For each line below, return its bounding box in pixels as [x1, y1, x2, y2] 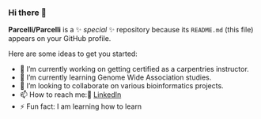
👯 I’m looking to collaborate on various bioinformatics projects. [19, 81, 224, 91]
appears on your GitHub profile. [8, 34, 112, 43]
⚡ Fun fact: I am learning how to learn [19, 102, 142, 111]
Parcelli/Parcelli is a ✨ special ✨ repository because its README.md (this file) [8, 25, 254, 35]
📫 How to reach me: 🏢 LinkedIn [19, 90, 122, 99]
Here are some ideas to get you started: [8, 49, 138, 58]
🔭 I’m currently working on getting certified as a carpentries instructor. [19, 65, 249, 74]
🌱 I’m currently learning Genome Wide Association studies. [19, 73, 212, 82]
